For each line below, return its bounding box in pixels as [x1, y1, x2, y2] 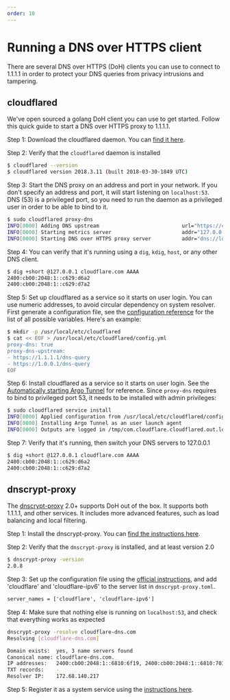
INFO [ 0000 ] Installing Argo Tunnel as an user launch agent [7, 420, 183, 427]
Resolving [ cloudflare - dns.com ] [7, 635, 99, 642]
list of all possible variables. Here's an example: [7, 315, 142, 323]
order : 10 [7, 10, 36, 17]
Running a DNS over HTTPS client [7, 39, 202, 55]
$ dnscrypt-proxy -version [7, 557, 84, 563]
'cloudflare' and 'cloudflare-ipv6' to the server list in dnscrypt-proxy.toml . [7, 583, 216, 591]
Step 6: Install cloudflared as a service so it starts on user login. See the [7, 379, 210, 388]
